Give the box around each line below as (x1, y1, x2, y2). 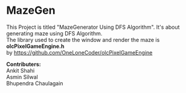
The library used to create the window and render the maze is (6, 36, 160, 43)
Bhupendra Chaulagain (6, 79, 63, 87)
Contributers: (6, 61, 41, 68)
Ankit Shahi (6, 67, 35, 74)
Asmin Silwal (6, 73, 38, 80)
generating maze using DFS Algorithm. (6, 29, 103, 37)
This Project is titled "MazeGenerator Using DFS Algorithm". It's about (6, 23, 180, 31)
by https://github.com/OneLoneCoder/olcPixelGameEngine (6, 49, 153, 56)
